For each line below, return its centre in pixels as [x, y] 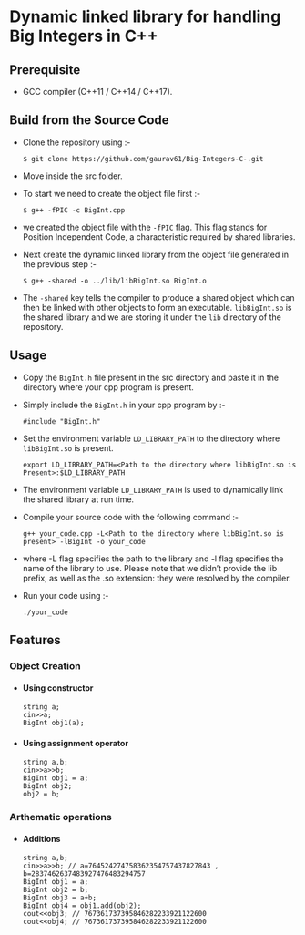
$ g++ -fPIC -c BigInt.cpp [74, 210]
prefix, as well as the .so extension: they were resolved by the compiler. [157, 578]
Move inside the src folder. [72, 176]
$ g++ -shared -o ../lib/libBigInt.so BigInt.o [114, 281]
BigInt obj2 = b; [56, 890]
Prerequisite [45, 70]
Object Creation [45, 665]
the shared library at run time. [78, 499]
